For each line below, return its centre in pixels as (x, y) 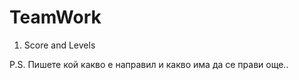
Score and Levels (59, 45)
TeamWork (55, 17)
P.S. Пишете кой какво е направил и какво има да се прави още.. (149, 64)
